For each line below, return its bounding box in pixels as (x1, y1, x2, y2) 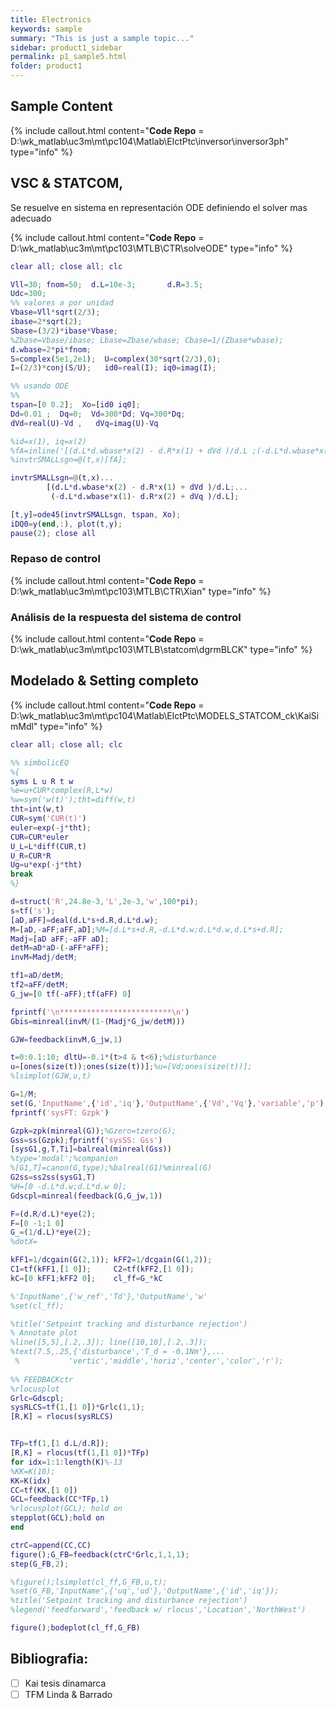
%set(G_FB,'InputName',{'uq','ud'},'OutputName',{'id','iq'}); (10, 1586, 280, 1596)
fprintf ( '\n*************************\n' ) (10, 1007, 190, 1017)
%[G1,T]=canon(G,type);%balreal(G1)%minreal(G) (10, 1163, 213, 1173)
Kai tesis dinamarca (24, 1677, 107, 1689)
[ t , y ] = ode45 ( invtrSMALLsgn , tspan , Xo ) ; (10, 509, 182, 520)
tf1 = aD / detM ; (10, 971, 65, 981)
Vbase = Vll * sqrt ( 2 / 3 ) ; (10, 307, 101, 318)
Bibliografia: (10, 1651, 89, 1668)
